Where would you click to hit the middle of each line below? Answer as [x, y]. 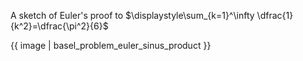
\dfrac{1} [275, 15]
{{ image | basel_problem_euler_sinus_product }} [111, 45]
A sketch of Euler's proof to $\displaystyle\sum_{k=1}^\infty [132, 15]
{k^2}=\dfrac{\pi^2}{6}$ [59, 26]
